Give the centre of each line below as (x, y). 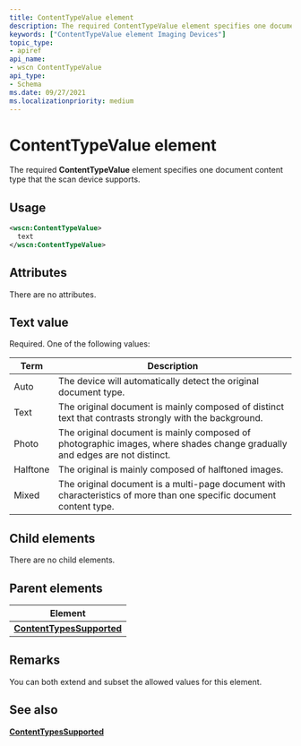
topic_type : (31, 43)
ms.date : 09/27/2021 (48, 92)
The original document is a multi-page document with (172, 484)
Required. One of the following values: (80, 344)
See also (34, 710)
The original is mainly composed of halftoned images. (171, 469)
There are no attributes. (53, 294)
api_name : (28, 59)
